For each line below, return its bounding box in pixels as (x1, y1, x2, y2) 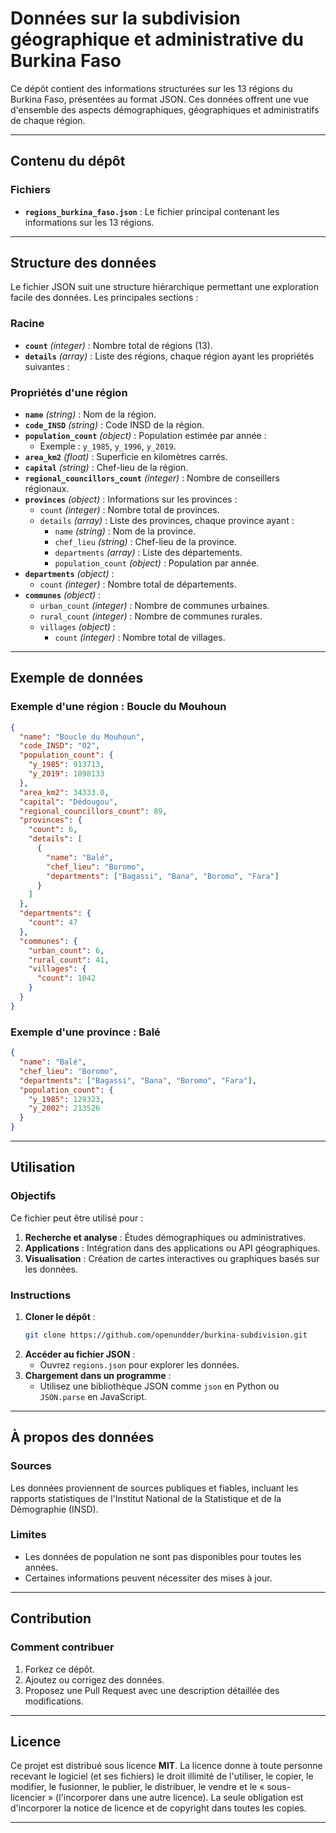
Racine (10, 317, 45, 331)
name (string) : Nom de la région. (24, 408, 157, 421)
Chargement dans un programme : (24, 1369, 172, 1381)
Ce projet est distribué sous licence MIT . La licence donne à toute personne (10, 1760, 323, 1772)
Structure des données (10, 255, 157, 272)
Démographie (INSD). (10, 1503, 99, 1515)
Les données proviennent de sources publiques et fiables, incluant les (10, 1482, 299, 1494)
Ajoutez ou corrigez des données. (24, 1673, 165, 1686)
